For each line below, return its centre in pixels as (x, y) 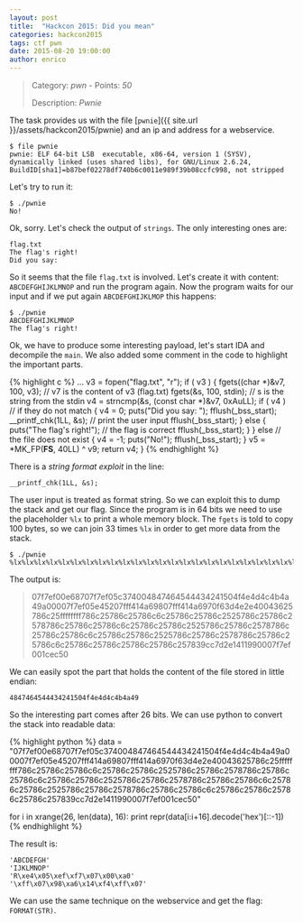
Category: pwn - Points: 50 (82, 85)
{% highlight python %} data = (66, 742)
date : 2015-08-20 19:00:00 (60, 51)
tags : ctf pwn (36, 43)
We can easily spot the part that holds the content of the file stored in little (147, 672)
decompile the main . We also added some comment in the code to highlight (149, 355)
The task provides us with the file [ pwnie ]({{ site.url (104, 120)
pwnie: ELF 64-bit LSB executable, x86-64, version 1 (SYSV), (131, 154)
